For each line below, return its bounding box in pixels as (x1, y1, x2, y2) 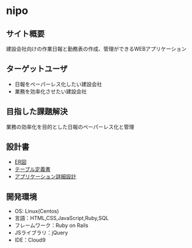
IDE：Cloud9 (14, 236, 46, 243)
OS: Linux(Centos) (14, 208, 60, 215)
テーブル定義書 (14, 166, 51, 173)
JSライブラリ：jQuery (14, 229, 68, 236)
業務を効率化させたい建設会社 (14, 88, 87, 95)
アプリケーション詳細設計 (14, 173, 77, 180)
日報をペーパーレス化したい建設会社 (14, 81, 102, 88)
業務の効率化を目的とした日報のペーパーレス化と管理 (6, 123, 135, 130)
